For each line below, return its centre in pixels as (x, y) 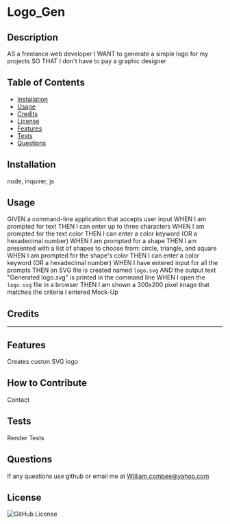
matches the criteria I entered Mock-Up (63, 292)
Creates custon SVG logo (43, 362)
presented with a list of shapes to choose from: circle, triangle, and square (112, 249)
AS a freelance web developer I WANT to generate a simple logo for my (108, 54)
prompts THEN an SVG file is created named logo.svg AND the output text (112, 270)
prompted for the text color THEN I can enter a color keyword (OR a (102, 233)
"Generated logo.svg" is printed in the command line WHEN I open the (106, 277)
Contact (18, 400)
